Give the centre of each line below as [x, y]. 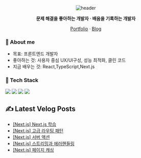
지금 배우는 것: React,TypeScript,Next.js [54, 67]
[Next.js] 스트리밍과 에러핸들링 [44, 144]
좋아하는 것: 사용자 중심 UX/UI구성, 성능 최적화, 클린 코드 [69, 60]
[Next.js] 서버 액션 [31, 137]
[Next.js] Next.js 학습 [34, 124]
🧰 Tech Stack [22, 81]
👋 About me [20, 42]
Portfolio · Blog [86, 29]
